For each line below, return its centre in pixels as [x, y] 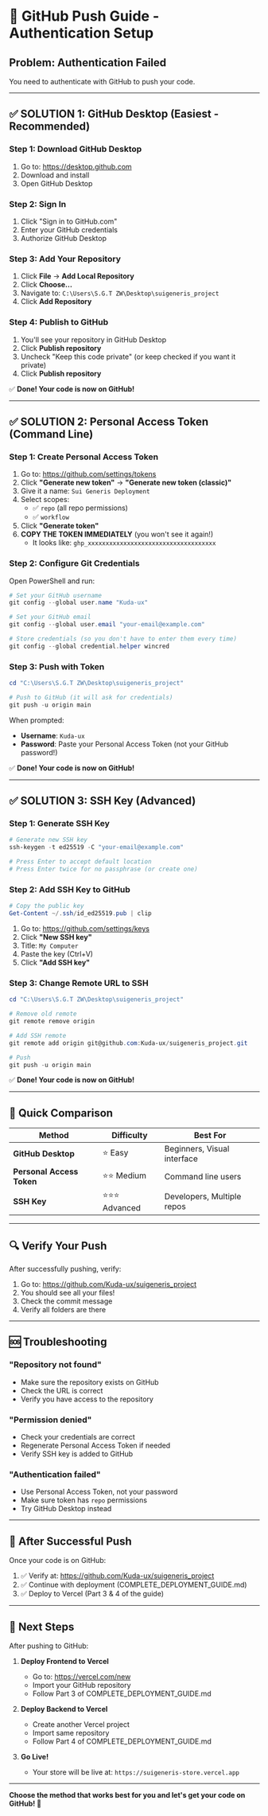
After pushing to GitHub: [49, 1646]
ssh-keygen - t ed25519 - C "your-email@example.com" [96, 848]
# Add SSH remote [38, 1035]
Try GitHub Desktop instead [66, 1509]
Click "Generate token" [60, 526]
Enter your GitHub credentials [69, 229]
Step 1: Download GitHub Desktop [76, 149]
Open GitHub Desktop [56, 183]
